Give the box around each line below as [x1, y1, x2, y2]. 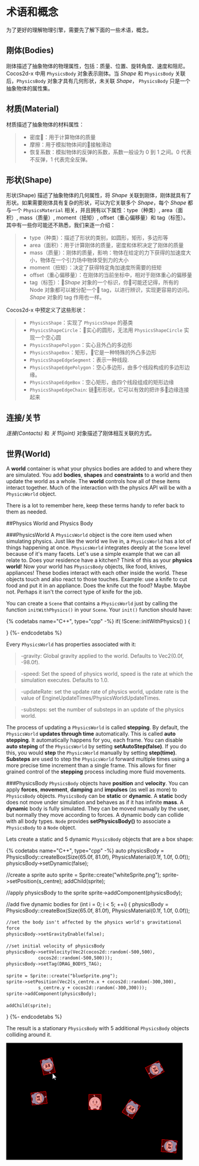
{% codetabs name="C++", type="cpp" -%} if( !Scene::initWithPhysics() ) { [6, 618, 191, 624]
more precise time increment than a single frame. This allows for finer [6, 762, 176, 769]
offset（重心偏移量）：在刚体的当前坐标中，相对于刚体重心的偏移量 [29, 272, 192, 279]
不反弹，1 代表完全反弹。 [29, 156, 91, 163]
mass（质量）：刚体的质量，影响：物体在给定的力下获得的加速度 [29, 249, 186, 256]
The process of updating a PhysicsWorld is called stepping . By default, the [6, 724, 188, 730]
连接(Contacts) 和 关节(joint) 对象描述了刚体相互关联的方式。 [6, 430, 156, 437]
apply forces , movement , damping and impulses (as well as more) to [6, 786, 177, 793]
